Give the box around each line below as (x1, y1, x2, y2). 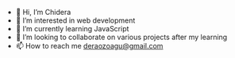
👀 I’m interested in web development (15, 16, 136, 25)
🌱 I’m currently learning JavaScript (15, 24, 129, 33)
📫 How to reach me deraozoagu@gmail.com (15, 42, 164, 50)
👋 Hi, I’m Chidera (15, 8, 71, 16)
